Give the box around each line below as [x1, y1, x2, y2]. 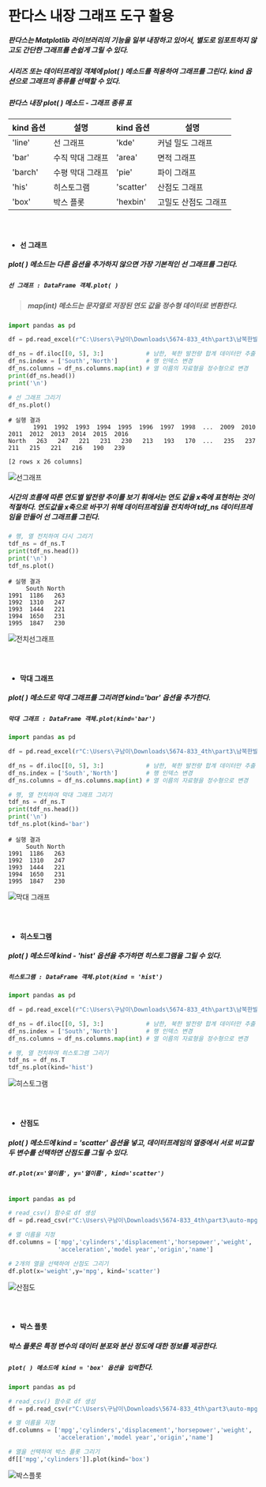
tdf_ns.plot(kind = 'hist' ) [8, 1064, 93, 1072]
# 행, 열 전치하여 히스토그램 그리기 [8, 1049, 109, 1057]
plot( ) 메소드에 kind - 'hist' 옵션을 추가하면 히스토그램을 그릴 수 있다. [8, 951, 223, 960]
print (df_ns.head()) [8, 372, 77, 380]
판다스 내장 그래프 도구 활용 [8, 7, 174, 25]
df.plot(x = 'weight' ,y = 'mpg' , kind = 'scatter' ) [8, 1267, 160, 1275]
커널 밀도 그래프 [157, 137, 213, 148]
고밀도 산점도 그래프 [157, 197, 227, 208]
